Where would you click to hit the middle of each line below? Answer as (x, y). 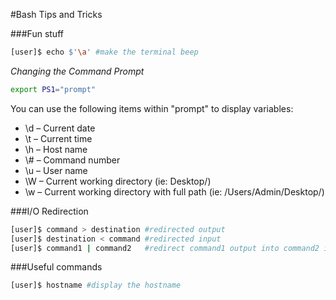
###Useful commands (56, 267)
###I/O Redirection (49, 211)
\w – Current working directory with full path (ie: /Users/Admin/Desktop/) (174, 191)
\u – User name (56, 170)
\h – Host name (56, 149)
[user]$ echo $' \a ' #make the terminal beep (104, 52)
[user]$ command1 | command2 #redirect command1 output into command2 (165, 248)
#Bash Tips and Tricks (56, 14)
